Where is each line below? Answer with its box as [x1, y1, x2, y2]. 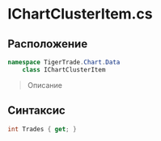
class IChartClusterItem [22, 65, 106, 73]
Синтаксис [7, 104, 66, 118]
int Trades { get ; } [7, 125, 78, 133]
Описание [27, 80, 62, 89]
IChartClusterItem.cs [7, 5, 153, 23]
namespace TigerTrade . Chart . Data [7, 58, 121, 66]
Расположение [7, 37, 88, 51]
